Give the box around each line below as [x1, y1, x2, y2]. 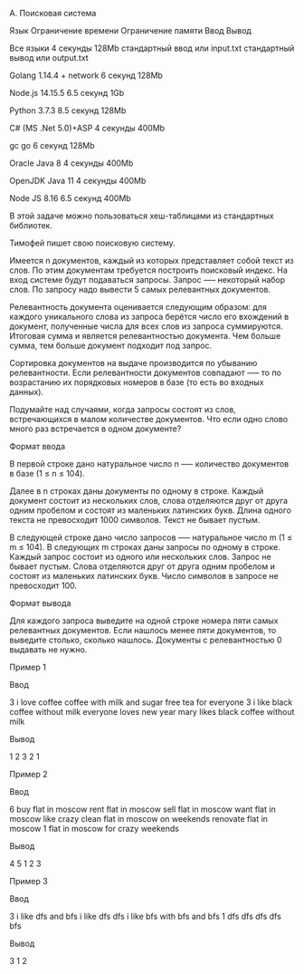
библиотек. [9, 220, 52, 230]
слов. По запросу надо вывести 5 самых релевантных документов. [9, 284, 271, 294]
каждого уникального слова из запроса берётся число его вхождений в [9, 312, 290, 322]
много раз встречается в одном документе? [9, 423, 182, 434]
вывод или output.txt [9, 53, 89, 63]
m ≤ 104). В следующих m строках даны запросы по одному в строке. [9, 542, 280, 552]
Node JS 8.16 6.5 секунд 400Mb [9, 193, 131, 203]
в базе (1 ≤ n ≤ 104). [9, 468, 86, 478]
